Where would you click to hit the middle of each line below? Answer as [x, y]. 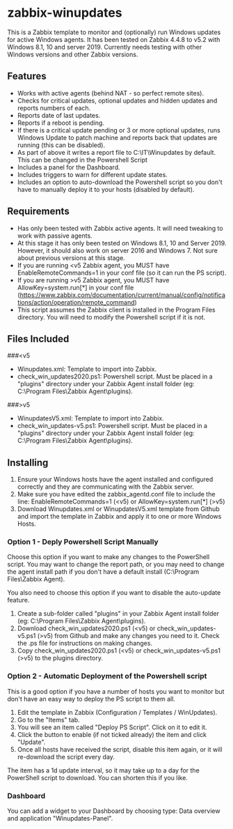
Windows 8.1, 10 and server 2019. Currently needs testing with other [105, 47]
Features [27, 76]
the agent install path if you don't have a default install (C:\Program [103, 572]
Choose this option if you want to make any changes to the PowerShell [109, 557]
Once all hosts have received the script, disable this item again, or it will [120, 749]
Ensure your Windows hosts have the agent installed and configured [115, 480]
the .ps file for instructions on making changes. [85, 644]
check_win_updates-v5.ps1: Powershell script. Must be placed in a [112, 426]
